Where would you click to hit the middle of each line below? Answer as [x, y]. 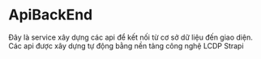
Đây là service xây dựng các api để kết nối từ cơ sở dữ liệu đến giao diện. [130, 37]
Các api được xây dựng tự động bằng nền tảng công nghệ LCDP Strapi [126, 45]
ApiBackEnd [51, 15]
